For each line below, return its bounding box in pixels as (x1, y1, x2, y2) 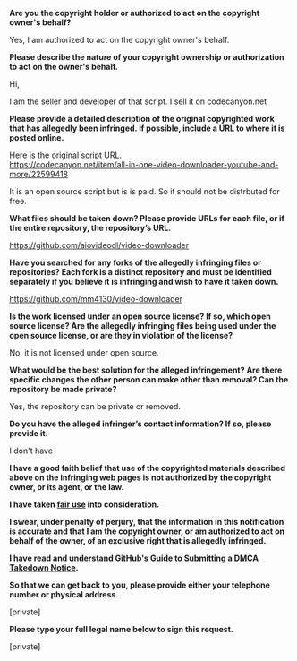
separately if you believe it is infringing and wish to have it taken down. (9, 277, 279, 287)
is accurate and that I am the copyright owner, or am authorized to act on (9, 526, 285, 537)
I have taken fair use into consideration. (9, 499, 159, 510)
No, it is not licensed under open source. (9, 348, 159, 357)
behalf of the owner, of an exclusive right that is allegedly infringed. (9, 536, 267, 545)
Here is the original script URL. (9, 150, 123, 160)
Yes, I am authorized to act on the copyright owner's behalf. (9, 35, 230, 45)
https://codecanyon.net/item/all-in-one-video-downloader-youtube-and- (9, 159, 279, 169)
